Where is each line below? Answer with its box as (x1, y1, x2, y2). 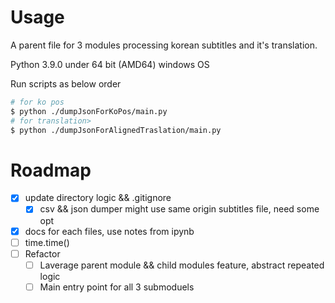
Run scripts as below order (10, 77, 122, 90)
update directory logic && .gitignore (24, 192, 172, 204)
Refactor (24, 247, 61, 260)
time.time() (24, 236, 70, 248)
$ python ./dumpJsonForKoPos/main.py (10, 106, 168, 116)
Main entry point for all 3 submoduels (39, 281, 195, 293)
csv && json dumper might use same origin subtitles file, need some (39, 203, 320, 215)
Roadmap (10, 159, 92, 181)
